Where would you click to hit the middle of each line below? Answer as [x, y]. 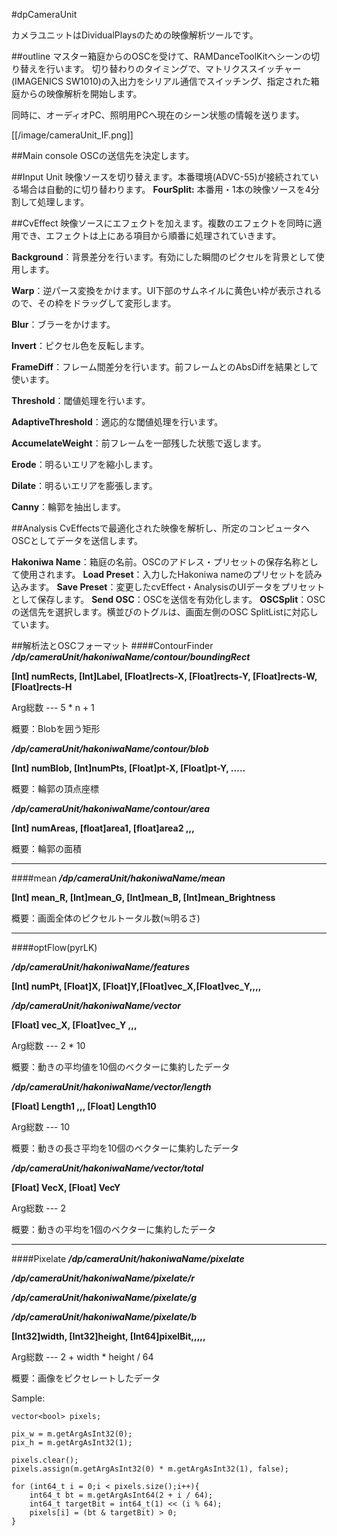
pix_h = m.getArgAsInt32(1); [72, 1443]
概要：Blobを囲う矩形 [56, 728]
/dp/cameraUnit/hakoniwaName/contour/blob [110, 748]
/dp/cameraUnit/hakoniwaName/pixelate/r [103, 1278]
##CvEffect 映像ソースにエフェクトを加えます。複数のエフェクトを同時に [162, 223]
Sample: [28, 1398]
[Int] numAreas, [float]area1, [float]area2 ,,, [103, 828]
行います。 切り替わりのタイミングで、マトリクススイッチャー [173, 68]
